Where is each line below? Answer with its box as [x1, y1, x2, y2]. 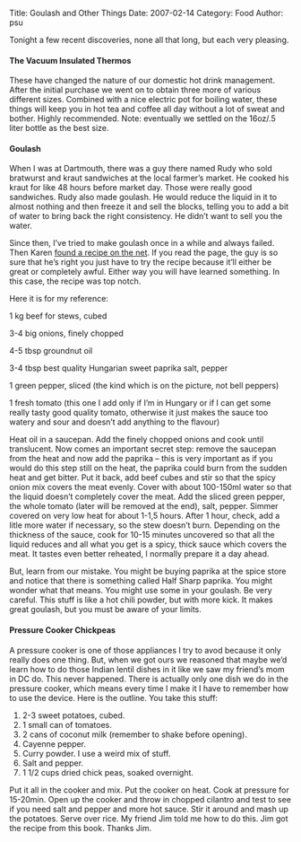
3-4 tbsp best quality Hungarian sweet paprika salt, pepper [9, 363, 228, 373]
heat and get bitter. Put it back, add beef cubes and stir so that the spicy [9, 472, 276, 483]
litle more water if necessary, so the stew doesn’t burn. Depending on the [9, 520, 280, 531]
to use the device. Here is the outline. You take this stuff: [9, 692, 218, 703]
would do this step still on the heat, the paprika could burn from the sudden [9, 462, 288, 474]
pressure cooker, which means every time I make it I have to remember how [9, 682, 289, 694]
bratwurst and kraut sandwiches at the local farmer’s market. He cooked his [9, 172, 289, 183]
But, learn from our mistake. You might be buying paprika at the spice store [9, 566, 287, 577]
